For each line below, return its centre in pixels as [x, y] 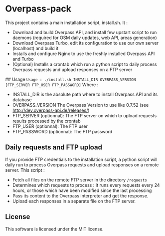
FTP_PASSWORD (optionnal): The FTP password [62, 131]
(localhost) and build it [35, 48]
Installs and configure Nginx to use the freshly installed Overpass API [83, 54]
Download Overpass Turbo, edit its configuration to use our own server [85, 43]
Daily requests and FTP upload [54, 148]
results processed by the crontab [46, 121]
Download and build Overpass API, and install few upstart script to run [84, 32]
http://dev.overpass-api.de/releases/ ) [51, 110]
